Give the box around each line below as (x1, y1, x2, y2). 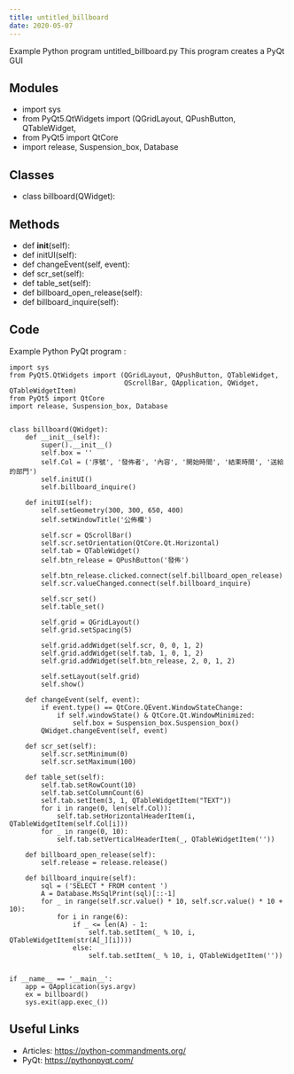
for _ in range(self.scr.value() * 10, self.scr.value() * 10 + (41, 897, 283, 906)
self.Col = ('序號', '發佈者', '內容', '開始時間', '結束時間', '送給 (41, 457, 284, 466)
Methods (9, 216, 60, 231)
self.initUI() (41, 475, 93, 484)
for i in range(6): (56, 912, 128, 922)
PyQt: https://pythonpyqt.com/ (21, 1055, 135, 1065)
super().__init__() (41, 440, 113, 449)
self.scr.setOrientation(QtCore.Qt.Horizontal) (41, 538, 220, 548)
